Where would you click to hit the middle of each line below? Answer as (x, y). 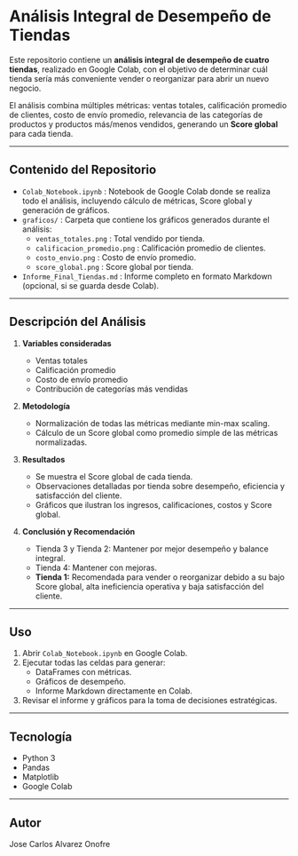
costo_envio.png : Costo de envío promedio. (116, 257)
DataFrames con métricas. (83, 672)
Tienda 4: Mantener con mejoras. (96, 567)
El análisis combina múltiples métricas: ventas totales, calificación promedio (148, 105)
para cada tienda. (41, 133)
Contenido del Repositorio (83, 170)
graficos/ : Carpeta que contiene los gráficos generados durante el (146, 219)
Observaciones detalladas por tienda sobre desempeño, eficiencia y (160, 486)
